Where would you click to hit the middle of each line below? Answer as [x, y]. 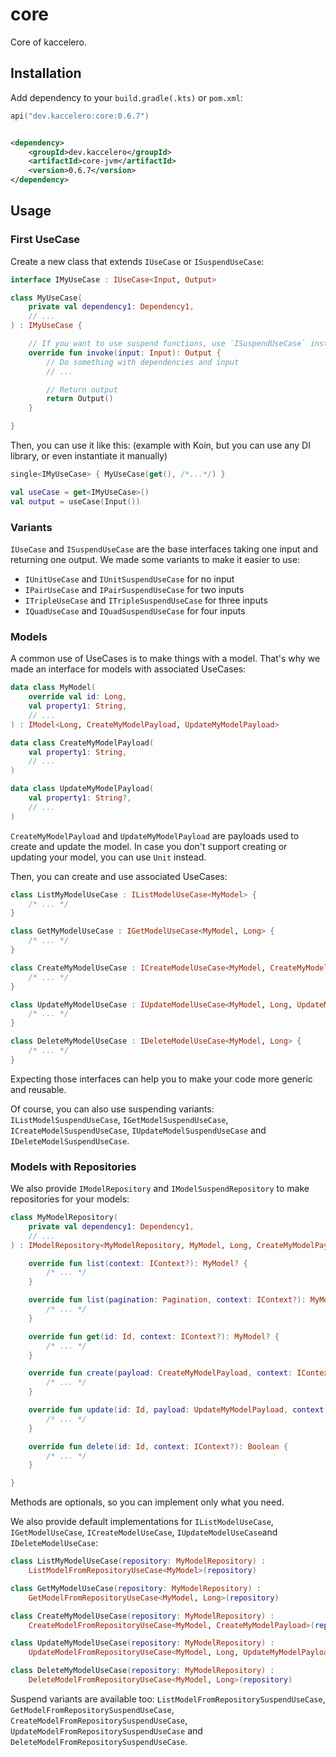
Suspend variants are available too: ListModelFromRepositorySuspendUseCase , [168, 1699]
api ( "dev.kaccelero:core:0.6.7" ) [80, 116]
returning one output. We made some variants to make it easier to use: [155, 559]
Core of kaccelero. [48, 42]
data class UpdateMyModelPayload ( [82, 789]
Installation [46, 73]
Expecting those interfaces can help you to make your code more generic [161, 1079]
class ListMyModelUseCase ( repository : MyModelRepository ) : [138, 1561]
